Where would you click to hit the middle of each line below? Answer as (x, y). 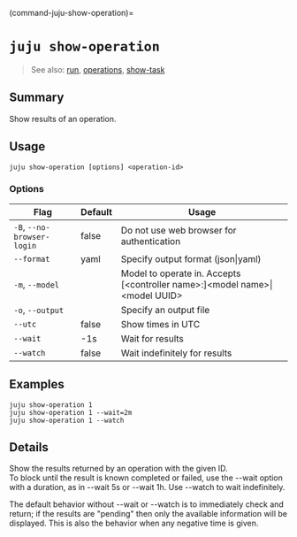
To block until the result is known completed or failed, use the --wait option (146, 478)
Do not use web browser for (179, 230)
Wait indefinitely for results (176, 353)
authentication (151, 241)
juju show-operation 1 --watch (67, 420)
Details (29, 447)
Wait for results (152, 338)
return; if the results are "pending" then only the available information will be (148, 514)
